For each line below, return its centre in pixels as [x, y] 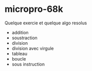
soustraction [24, 38]
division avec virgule [33, 48]
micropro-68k [34, 9]
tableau [20, 54]
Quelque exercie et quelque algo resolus [46, 23]
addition [20, 32]
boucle [19, 59]
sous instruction [28, 64]
